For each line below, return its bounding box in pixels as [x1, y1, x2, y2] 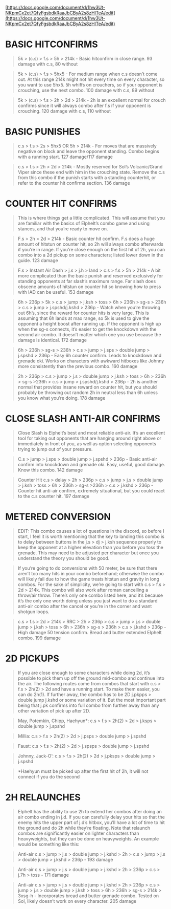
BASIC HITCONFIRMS [5, 38, 98, 50]
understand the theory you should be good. [17, 555, 110, 561]
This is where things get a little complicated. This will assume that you [17, 214, 165, 221]
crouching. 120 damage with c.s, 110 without [17, 107, 111, 114]
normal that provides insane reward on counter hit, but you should [17, 384, 157, 390]
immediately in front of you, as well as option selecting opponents [17, 440, 157, 447]
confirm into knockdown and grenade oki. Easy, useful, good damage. [17, 461, 165, 467]
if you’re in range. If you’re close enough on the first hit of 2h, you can [17, 246, 165, 252]
